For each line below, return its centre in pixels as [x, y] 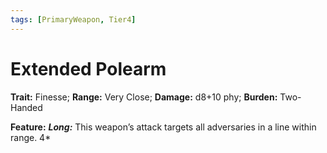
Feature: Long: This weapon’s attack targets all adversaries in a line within [163, 127]
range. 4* [31, 137]
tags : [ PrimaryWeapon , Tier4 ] [73, 19]
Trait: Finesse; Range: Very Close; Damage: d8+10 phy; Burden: [144, 97]
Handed [26, 107]
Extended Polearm [88, 68]
